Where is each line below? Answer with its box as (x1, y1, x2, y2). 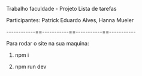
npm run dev (14, 63, 47, 70)
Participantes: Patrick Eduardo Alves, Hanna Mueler (6, 17, 134, 23)
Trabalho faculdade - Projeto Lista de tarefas (6, 5, 117, 12)
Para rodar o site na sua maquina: (6, 40, 89, 47)
